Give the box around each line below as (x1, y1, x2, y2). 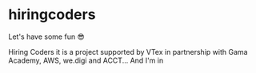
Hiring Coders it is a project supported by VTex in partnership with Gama (8, 47, 248, 56)
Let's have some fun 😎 (8, 32, 86, 41)
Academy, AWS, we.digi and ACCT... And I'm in (8, 56, 164, 65)
